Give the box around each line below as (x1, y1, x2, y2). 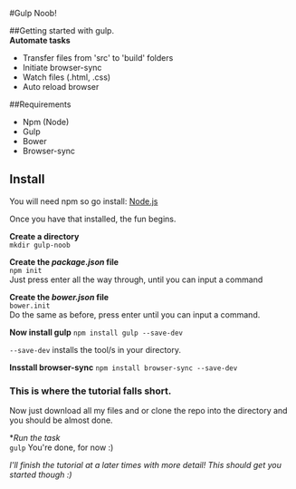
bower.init (9, 301, 51, 310)
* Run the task (9, 433, 61, 444)
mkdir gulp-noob (9, 240, 71, 249)
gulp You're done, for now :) (9, 442, 114, 453)
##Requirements (9, 99, 72, 110)
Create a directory (9, 230, 80, 241)
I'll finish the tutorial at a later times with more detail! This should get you (9, 460, 282, 471)
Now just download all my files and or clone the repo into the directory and (9, 406, 288, 416)
